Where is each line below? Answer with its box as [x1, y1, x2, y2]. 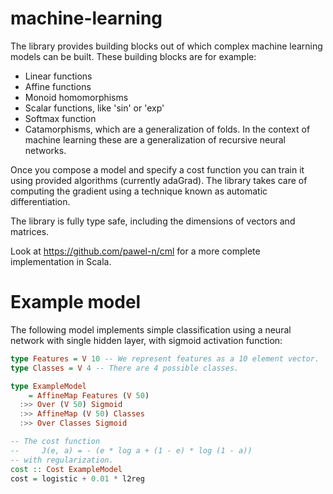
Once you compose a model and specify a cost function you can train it [10, 163, 305, 176]
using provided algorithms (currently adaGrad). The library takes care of [10, 174, 308, 186]
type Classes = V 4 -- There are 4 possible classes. [10, 363, 240, 373]
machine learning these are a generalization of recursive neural [24, 133, 286, 146]
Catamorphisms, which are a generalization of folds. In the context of [24, 123, 311, 135]
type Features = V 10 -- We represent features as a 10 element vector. [10, 353, 320, 364]
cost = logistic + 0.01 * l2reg [10, 473, 145, 484]
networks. [24, 144, 67, 156]
